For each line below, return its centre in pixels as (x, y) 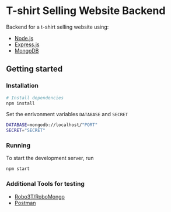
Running (18, 145)
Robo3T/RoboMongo (40, 196)
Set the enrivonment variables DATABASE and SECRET (67, 114)
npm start (18, 169)
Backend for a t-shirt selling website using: (57, 27)
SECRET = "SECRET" (26, 131)
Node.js (24, 38)
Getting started (34, 69)
